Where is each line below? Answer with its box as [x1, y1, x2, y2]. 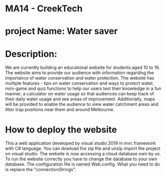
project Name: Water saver [5, 26, 118, 37]
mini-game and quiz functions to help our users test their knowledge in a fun [5, 86, 162, 91]
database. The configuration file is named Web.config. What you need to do [5, 161, 160, 167]
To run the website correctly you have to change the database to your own [5, 156, 158, 162]
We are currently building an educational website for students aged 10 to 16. [5, 65, 160, 71]
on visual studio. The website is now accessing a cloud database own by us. [5, 151, 161, 157]
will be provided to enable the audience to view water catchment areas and [5, 101, 159, 107]
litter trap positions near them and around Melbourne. [5, 107, 115, 113]
